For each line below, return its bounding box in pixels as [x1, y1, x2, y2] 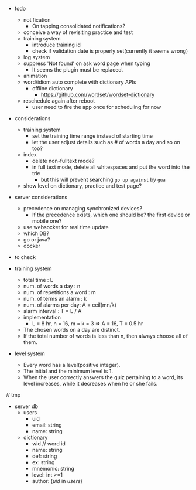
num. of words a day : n [23, 283, 81, 290]
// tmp [6, 392, 21, 398]
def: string [32, 452, 57, 460]
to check [14, 254, 36, 260]
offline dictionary [32, 85, 73, 91]
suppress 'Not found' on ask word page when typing [23, 60, 150, 67]
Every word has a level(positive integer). [23, 362, 121, 368]
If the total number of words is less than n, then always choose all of [23, 332, 188, 339]
